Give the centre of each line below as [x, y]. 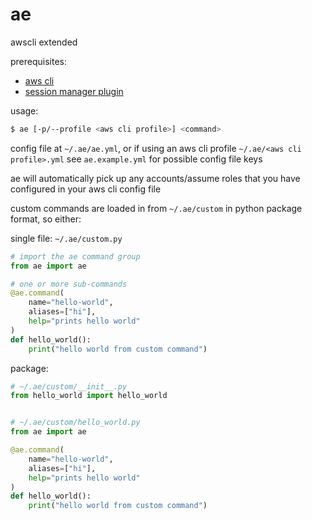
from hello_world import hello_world [89, 396]
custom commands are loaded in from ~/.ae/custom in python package [156, 208]
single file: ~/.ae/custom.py [66, 238]
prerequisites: [39, 61]
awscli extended [44, 42]
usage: [24, 110]
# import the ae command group [75, 256]
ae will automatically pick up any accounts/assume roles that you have [155, 178]
